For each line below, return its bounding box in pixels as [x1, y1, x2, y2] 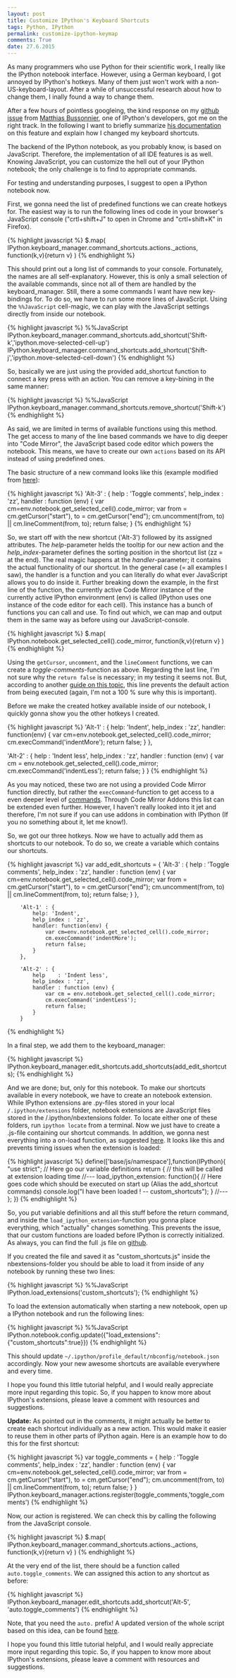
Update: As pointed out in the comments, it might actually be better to [7, 1417, 211, 1425]
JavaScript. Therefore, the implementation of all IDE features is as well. [7, 150, 213, 158]
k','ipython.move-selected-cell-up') [7, 338, 110, 347]
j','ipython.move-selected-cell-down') [7, 354, 117, 362]
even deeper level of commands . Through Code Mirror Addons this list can [7, 795, 225, 804]
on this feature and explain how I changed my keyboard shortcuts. [7, 129, 199, 137]
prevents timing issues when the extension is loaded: [7, 1143, 161, 1152]
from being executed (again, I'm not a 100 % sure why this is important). [7, 688, 217, 696]
